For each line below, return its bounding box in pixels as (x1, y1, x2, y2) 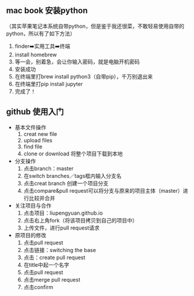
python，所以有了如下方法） (6, 30, 75, 37)
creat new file (23, 130, 58, 138)
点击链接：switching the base (23, 246, 96, 253)
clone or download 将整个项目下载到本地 (23, 150, 123, 157)
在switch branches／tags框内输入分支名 (23, 172, 122, 179)
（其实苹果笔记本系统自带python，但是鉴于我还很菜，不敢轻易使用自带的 (6, 23, 185, 30)
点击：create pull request (23, 254, 86, 261)
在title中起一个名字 (23, 261, 69, 268)
